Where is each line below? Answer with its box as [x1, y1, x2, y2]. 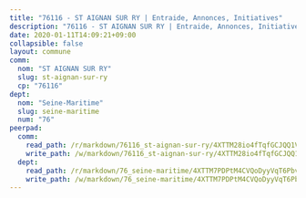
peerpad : [9, 124, 43, 133]
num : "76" [17, 115, 55, 124]
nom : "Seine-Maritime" [17, 98, 104, 108]
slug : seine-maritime [17, 107, 100, 116]
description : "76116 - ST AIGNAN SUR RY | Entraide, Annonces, [9, 22, 255, 31]
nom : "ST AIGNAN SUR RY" [17, 65, 112, 74]
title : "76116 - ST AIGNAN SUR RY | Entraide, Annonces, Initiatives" [9, 13, 283, 23]
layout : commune [9, 47, 71, 57]
